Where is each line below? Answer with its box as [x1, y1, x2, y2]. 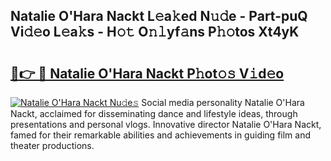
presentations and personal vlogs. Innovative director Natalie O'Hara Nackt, [10, 119, 322, 130]
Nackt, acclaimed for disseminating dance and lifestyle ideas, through [10, 108, 298, 119]
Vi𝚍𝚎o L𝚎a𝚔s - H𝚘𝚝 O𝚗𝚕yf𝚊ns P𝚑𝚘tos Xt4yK [10, 24, 300, 41]
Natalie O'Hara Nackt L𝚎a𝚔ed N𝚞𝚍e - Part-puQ [10, 8, 308, 25]
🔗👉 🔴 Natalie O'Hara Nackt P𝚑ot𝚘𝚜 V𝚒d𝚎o [10, 65, 285, 82]
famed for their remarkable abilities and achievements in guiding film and [10, 129, 312, 141]
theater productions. [10, 140, 95, 151]
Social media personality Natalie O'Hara [141, 97, 305, 108]
